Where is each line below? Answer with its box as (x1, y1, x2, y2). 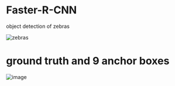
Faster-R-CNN (6, 3, 77, 17)
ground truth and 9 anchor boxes (6, 55, 170, 67)
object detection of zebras (6, 23, 70, 30)
